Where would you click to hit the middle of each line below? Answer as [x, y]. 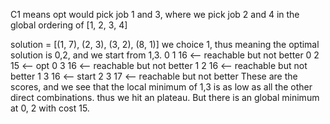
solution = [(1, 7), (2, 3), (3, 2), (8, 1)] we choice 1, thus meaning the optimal [165, 44]
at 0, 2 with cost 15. [50, 108]
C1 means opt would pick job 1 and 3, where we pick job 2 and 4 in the [155, 14]
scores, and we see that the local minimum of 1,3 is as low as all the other [161, 87]
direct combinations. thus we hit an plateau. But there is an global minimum [165, 97]
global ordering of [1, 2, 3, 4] [69, 25]
